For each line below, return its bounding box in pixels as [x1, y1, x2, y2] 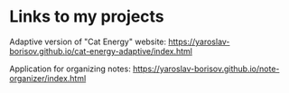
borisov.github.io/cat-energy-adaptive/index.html [9, 45, 192, 56]
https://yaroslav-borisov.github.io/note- [132, 63, 280, 74]
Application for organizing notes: [9, 63, 131, 74]
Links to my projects [9, 6, 164, 27]
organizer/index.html [9, 72, 87, 83]
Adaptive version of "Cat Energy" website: [9, 36, 167, 47]
